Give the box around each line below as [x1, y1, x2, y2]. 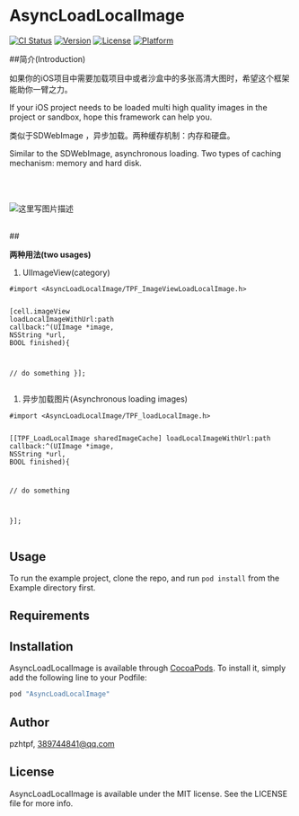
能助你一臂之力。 [9, 84, 73, 94]
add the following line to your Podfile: [9, 672, 148, 683]
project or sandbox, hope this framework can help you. [9, 111, 213, 122]
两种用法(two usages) [9, 249, 92, 260]
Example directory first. [9, 582, 96, 593]
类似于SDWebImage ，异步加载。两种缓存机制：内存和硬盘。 [9, 129, 235, 140]
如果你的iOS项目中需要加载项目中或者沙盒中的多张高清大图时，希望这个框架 [9, 73, 290, 84]
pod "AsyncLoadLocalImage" [9, 689, 110, 699]
